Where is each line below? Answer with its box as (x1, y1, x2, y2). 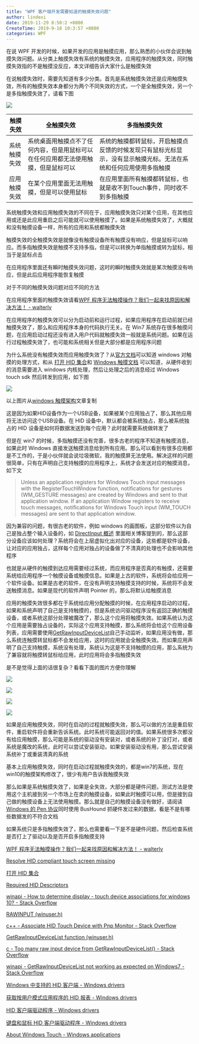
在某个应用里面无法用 (27, 179, 88, 187)
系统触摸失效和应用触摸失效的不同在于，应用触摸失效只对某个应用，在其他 (6, 209, 188, 216)
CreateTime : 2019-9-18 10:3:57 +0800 (6, 25, 99, 31)
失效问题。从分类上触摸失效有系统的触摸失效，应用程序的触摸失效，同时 (11, 55, 188, 62)
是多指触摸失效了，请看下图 (6, 90, 74, 97)
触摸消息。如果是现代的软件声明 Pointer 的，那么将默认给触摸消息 (11, 587, 172, 594)
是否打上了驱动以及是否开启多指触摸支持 (6, 833, 105, 840)
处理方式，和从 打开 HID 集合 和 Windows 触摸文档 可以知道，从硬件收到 (16, 359, 192, 366)
